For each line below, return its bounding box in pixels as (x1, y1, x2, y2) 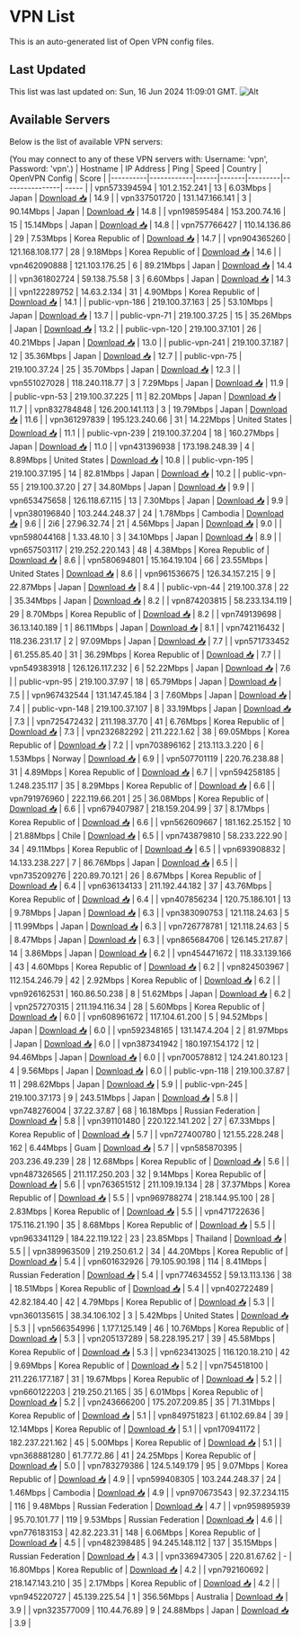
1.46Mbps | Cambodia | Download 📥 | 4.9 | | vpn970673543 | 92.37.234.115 (9, 1487, 289, 1497)
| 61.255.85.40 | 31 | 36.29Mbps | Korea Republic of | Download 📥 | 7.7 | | (9, 649, 281, 660)
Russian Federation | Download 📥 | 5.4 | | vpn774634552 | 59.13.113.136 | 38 (9, 1269, 292, 1280)
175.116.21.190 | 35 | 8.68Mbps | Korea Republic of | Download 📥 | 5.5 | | (9, 1219, 276, 1230)
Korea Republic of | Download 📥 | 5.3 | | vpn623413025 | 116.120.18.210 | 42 (9, 1346, 290, 1357)
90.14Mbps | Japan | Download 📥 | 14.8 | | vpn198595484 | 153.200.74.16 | (9, 205, 286, 217)
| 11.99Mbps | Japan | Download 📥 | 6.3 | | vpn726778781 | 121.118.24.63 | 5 (9, 921, 289, 931)
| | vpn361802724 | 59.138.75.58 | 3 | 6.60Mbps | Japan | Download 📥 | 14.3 (9, 273, 292, 284)
